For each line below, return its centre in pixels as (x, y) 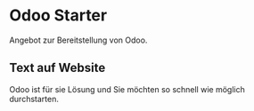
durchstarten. (34, 99)
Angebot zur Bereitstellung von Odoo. (78, 40)
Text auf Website (57, 68)
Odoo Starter (58, 16)
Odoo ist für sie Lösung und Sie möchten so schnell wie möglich (127, 89)
